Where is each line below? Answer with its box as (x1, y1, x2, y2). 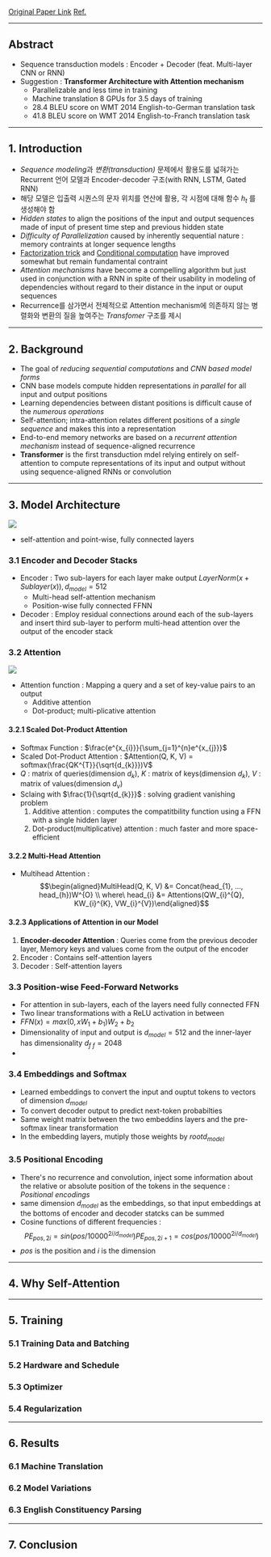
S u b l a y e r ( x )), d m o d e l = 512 (19, 582, 107, 594)
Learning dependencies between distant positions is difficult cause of (19, 398, 252, 408)
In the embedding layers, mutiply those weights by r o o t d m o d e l (19, 1132, 225, 1144)
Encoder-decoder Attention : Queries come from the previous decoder (19, 935, 258, 945)
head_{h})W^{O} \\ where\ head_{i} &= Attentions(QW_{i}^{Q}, (39, 890, 244, 900)
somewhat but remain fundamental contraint (19, 256, 168, 266)
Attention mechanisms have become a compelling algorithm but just (19, 265, 247, 275)
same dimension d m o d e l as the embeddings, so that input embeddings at (19, 1198, 261, 1210)
